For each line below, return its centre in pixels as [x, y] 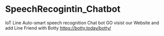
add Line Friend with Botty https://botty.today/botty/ [58, 28]
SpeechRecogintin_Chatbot [63, 9]
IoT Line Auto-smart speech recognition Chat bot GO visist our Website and [82, 23]
